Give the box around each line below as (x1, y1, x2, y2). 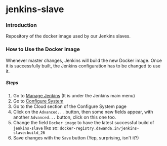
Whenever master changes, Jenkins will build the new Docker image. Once (6, 57, 162, 63)
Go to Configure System (13, 98, 64, 104)
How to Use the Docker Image (6, 46, 80, 53)
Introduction (6, 22, 37, 29)
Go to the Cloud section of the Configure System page (13, 103, 127, 109)
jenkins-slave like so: (13, 125, 59, 131)
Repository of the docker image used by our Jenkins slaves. (6, 33, 131, 39)
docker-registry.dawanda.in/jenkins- (59, 126, 140, 131)
